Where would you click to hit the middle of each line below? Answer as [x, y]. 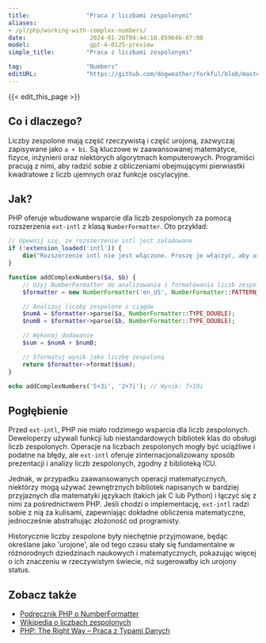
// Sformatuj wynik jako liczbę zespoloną [93, 357]
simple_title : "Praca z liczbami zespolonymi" [101, 52]
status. [19, 570]
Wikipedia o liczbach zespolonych [75, 622]
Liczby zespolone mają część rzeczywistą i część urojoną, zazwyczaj [122, 140]
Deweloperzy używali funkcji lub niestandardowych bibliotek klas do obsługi [133, 438]
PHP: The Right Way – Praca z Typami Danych [95, 631]
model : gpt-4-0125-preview [81, 45]
